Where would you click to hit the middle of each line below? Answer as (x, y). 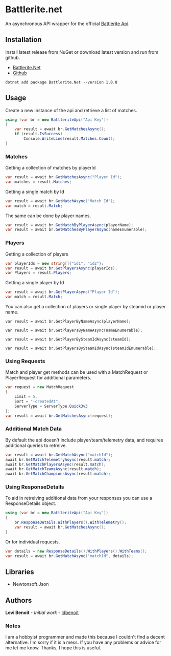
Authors (19, 600)
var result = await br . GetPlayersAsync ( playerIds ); (61, 268)
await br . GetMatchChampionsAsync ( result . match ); (58, 474)
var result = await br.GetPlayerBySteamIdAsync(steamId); (68, 340)
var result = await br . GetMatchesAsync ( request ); (59, 416)
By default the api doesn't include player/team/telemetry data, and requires (84, 440)
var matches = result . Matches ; (39, 182)
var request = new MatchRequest (40, 387)
